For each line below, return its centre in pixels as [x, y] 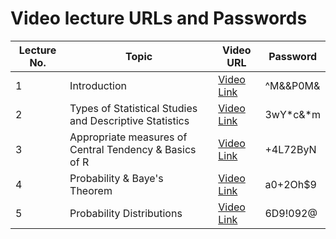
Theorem [91, 190]
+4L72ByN [290, 149]
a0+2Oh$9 [290, 184]
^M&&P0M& [292, 85]
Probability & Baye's [116, 178]
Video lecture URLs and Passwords [159, 18]
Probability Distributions [126, 213]
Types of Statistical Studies [133, 108]
